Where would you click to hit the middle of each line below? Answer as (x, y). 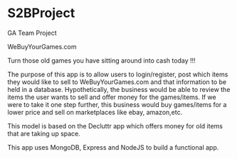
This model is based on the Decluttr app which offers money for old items (115, 125)
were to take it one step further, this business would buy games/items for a (117, 104)
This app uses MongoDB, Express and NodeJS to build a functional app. (113, 147)
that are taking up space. (44, 133)
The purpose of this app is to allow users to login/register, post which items (118, 74)
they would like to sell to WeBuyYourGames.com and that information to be (117, 82)
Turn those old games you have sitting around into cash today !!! (101, 60)
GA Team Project (32, 33)
